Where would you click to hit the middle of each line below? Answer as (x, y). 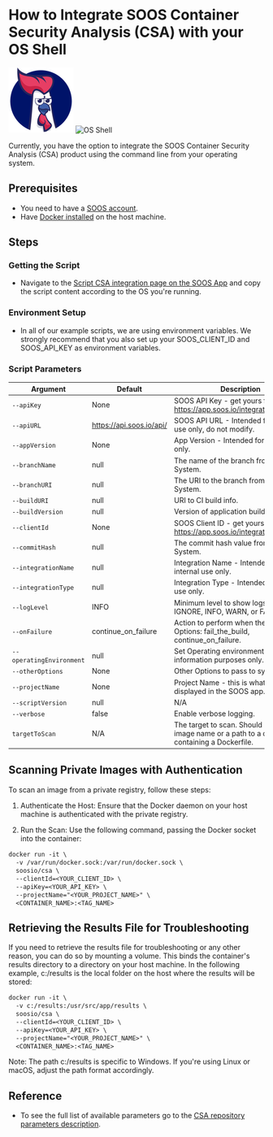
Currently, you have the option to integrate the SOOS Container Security (129, 145)
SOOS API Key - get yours (218, 401)
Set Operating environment (219, 651)
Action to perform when (214, 623)
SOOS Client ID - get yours (219, 523)
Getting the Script (44, 266)
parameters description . (61, 1124)
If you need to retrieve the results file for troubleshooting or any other (125, 948)
